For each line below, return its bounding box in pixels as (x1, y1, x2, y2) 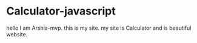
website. (6, 30, 28, 38)
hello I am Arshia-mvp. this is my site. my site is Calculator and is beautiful (6, 24, 192, 31)
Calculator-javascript (6, 4, 116, 18)
